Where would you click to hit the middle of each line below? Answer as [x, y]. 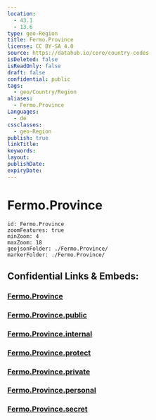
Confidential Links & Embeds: [73, 276]
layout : [19, 158]
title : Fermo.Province [40, 40]
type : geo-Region [33, 33]
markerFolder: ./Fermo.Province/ [56, 255]
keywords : [22, 151]
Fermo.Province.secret [47, 409]
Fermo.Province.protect [49, 353]
